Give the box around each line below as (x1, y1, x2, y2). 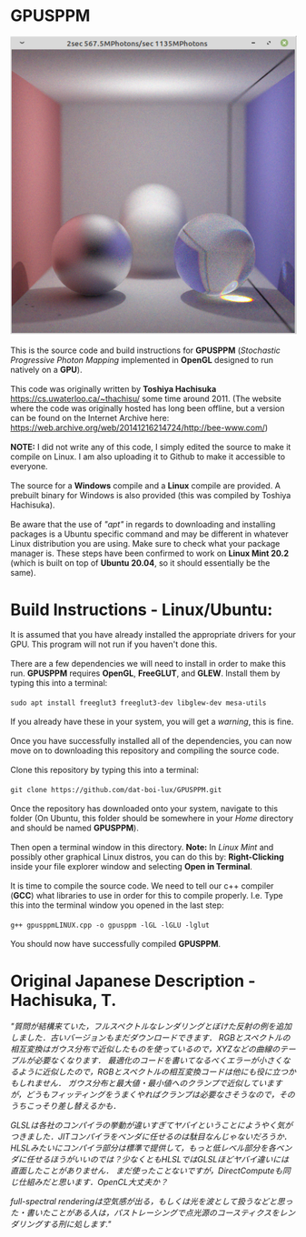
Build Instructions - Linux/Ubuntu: (10, 599, 273, 619)
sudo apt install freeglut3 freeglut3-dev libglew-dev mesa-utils (10, 699, 267, 708)
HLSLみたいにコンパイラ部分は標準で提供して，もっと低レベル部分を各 (10, 1142, 276, 1153)
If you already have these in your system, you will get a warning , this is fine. (10, 716, 294, 728)
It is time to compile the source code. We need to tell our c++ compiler (10, 880, 274, 891)
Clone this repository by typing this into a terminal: (10, 765, 199, 776)
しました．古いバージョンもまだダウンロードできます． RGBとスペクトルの (10, 1032, 291, 1043)
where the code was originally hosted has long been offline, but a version (10, 403, 285, 414)
